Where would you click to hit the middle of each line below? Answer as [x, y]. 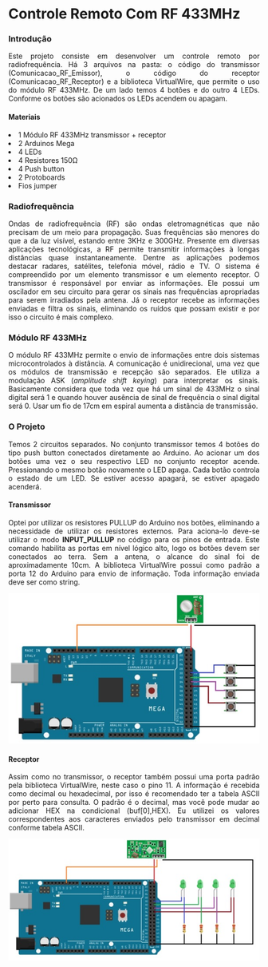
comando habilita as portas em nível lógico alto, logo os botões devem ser [134, 548]
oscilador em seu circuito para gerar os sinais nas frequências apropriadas [134, 291]
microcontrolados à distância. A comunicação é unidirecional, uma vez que [134, 363]
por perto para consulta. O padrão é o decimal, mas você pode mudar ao [134, 803]
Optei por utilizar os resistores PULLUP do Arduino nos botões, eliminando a [134, 522]
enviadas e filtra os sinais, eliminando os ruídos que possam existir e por [134, 308]
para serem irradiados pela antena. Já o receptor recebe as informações [134, 299]
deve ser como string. [44, 582]
